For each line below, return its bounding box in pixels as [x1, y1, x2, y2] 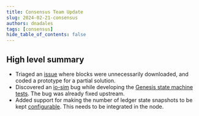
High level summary [6, 54, 84, 65]
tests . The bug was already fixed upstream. [15, 90, 125, 97]
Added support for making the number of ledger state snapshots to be [15, 96, 193, 104]
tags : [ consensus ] [6, 26, 53, 32]
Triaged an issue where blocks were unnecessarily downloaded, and [15, 70, 189, 78]
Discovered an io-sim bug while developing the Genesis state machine [15, 83, 193, 90]
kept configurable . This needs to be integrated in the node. [15, 103, 164, 110]
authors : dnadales [6, 20, 53, 26]
